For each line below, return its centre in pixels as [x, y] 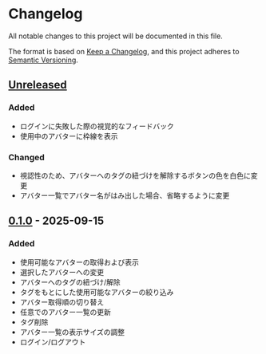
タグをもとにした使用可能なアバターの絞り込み [97, 292]
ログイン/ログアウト [53, 342]
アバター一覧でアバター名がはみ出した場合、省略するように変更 [125, 195]
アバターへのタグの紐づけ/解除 [70, 282]
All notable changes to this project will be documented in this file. [116, 36]
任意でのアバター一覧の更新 [66, 312]
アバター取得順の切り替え [62, 302]
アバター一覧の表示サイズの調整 [72, 332]
